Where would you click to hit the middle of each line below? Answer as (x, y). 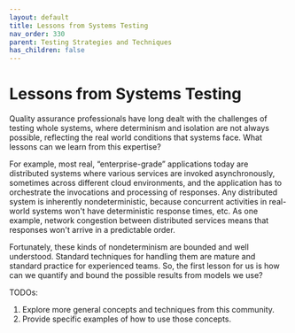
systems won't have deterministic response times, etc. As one (145, 211)
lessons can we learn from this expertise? (85, 147)
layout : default (39, 17)
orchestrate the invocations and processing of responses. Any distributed (144, 192)
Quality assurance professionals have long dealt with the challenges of (138, 119)
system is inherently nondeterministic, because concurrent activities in (138, 202)
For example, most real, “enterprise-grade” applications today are (129, 164)
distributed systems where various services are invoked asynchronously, (142, 174)
